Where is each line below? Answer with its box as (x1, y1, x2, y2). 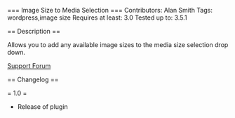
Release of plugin (17, 103, 68, 111)
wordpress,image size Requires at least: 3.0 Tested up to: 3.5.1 (7, 13, 187, 22)
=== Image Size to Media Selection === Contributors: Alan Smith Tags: (7, 6, 213, 14)
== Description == (7, 27, 61, 35)
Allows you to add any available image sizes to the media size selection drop (7, 41, 229, 48)
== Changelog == (7, 75, 59, 84)
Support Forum (7, 62, 51, 70)
